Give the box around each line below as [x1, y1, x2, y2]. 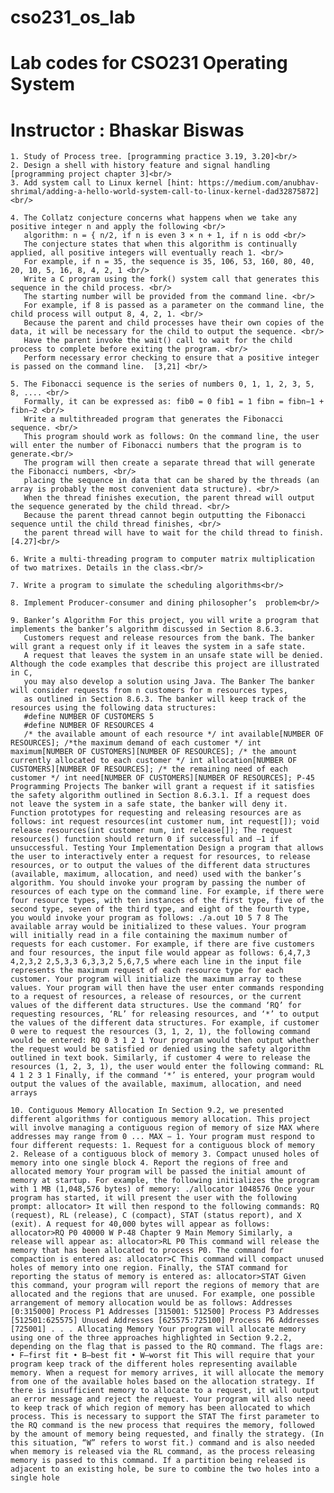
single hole [10, 1473, 60, 1483]
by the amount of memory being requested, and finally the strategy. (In [10, 1429, 325, 1440]
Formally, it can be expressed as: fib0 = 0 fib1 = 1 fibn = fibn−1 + [23, 397, 325, 407]
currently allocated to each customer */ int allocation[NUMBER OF [10, 756, 298, 766]
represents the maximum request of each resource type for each [10, 966, 284, 976]
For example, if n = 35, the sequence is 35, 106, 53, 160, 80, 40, [23, 257, 315, 267]
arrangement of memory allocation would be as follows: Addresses [10, 1298, 293, 1308]
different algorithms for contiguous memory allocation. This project [10, 1114, 311, 1125]
